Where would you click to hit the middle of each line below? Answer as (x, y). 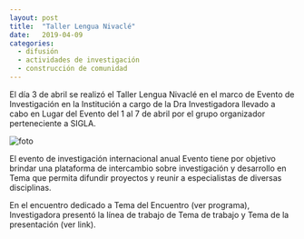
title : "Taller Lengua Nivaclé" (73, 26)
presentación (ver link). (53, 224)
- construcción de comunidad (73, 69)
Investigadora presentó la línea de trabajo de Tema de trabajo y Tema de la (149, 214)
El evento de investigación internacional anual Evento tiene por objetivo (143, 158)
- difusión (38, 52)
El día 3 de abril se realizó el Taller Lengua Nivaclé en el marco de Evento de (152, 94)
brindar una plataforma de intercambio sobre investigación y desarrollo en (148, 168)
